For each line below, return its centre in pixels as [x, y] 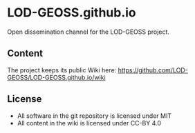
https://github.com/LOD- [153, 70]
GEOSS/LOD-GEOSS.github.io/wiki [56, 77]
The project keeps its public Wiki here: [62, 70]
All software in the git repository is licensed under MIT [94, 116]
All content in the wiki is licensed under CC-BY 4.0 [89, 123]
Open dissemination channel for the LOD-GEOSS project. [88, 32]
